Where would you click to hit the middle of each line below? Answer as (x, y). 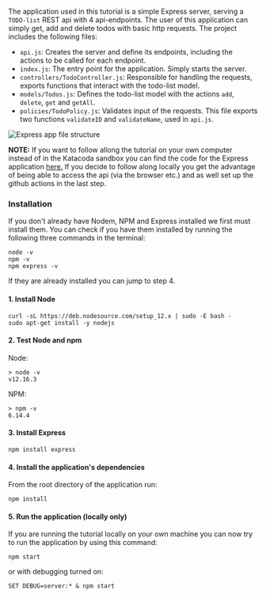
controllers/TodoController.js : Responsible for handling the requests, (136, 77)
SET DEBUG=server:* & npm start (61, 586)
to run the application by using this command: (83, 543)
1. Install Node (32, 299)
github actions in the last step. (57, 184)
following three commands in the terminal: (77, 238)
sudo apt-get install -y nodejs (61, 323)
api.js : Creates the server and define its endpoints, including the (126, 52)
